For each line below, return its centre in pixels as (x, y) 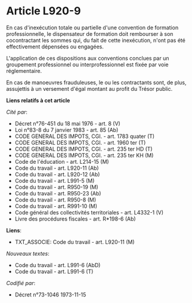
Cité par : (17, 112)
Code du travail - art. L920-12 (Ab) (57, 174)
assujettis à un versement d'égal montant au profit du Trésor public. (89, 88)
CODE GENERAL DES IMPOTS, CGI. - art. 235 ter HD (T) (84, 149)
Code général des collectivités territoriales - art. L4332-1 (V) (89, 212)
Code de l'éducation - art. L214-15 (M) (62, 161)
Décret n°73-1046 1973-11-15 (50, 295)
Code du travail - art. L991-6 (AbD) (58, 265)
